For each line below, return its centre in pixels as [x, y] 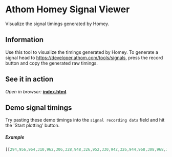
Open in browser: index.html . [36, 91]
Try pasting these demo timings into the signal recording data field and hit [85, 120]
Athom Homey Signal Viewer [68, 9]
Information [25, 40]
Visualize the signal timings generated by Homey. [57, 24]
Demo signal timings [39, 107]
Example [15, 137]
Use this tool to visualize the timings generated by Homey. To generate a [82, 52]
